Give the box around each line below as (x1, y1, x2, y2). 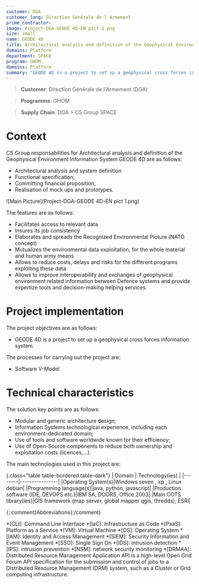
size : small (6, 31, 36, 37)
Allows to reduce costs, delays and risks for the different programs (14, 259, 178, 266)
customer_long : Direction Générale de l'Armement (6, 14, 131, 20)
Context (6, 130, 47, 143)
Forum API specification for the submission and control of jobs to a (6, 558, 169, 566)
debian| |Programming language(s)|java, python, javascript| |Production (6, 485, 181, 492)
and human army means (14, 252, 74, 259)
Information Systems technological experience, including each (14, 423, 168, 431)
